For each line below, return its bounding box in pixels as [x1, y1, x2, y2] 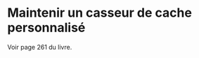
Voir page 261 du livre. [7, 43, 72, 51]
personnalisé [7, 20, 86, 36]
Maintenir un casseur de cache [7, 5, 192, 21]
